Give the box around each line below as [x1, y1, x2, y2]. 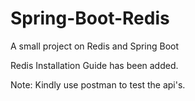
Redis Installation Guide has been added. [10, 59, 179, 71]
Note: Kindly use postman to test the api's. [10, 78, 186, 91]
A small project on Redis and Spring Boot [10, 40, 180, 52]
